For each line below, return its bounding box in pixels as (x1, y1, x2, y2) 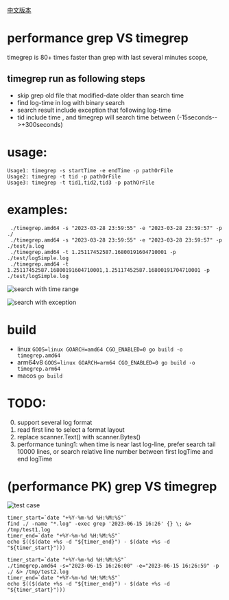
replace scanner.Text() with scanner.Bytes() (16, 432, 141, 441)
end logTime (16, 454, 53, 463)
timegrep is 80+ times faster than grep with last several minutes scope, (7, 53, 208, 61)
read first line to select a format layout (16, 425, 125, 434)
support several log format (16, 418, 93, 426)
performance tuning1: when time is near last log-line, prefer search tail (16, 440, 216, 448)
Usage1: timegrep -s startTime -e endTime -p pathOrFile (7, 167, 173, 174)
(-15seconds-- (176, 113, 218, 122)
